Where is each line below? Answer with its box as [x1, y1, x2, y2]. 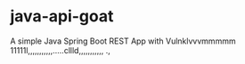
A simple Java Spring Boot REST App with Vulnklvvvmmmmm [10, 36, 236, 46]
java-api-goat [10, 6, 114, 27]
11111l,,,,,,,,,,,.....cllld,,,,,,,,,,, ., [10, 44, 110, 55]
